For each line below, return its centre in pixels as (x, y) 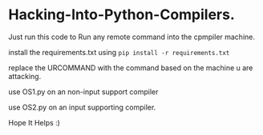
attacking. (25, 76)
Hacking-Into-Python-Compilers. (121, 15)
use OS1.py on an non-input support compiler (83, 91)
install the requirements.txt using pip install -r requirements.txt (119, 52)
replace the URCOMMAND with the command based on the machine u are (131, 67)
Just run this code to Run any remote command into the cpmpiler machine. (131, 37)
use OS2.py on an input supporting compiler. (82, 107)
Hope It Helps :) (34, 122)
